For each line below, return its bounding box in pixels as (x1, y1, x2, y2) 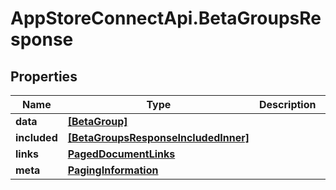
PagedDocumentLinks (67, 147, 176, 161)
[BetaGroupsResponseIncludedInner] (67, 131, 250, 144)
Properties (10, 68, 78, 85)
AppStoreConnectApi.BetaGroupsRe (10, 7, 322, 30)
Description (259, 98, 317, 111)
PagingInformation (67, 163, 159, 177)
